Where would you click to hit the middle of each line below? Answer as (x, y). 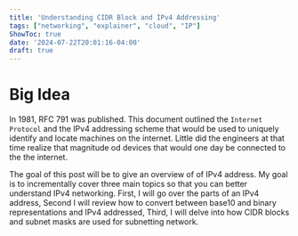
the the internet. (39, 158)
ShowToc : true (36, 34)
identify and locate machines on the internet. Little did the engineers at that (147, 138)
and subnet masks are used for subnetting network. (104, 222)
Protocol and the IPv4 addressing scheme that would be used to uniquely (144, 129)
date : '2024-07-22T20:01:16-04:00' (75, 42)
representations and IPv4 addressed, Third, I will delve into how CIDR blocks (149, 212)
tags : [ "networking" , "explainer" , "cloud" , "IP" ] (105, 26)
